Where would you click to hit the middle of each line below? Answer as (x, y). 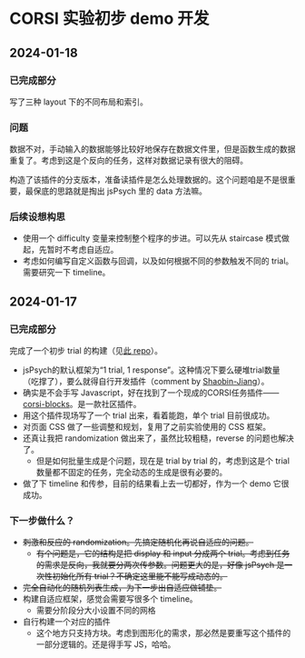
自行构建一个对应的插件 (66, 622)
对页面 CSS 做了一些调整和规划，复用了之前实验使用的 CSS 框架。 (146, 427)
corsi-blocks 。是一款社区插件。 (82, 404)
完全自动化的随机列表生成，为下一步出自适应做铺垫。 (122, 588)
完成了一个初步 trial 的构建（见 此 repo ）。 (86, 351)
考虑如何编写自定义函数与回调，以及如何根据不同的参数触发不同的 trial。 (158, 261)
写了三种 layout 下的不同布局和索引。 (79, 102)
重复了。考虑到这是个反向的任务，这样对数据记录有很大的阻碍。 (128, 161)
